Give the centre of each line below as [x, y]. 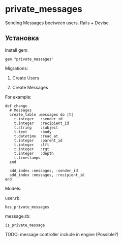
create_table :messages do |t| [42, 114]
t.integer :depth [34, 153]
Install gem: [17, 50]
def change [16, 106]
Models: [13, 188]
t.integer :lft [32, 145]
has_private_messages [27, 207]
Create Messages [30, 87]
